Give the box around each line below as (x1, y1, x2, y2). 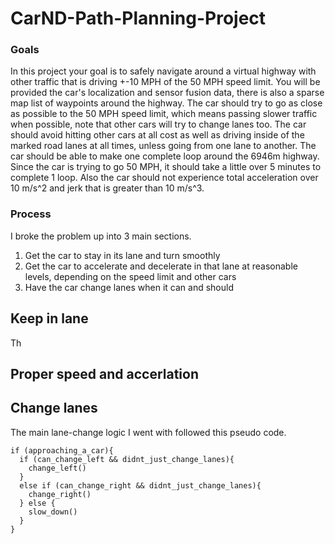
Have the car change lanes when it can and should (24, 281, 234, 293)
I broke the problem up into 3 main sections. (10, 230, 192, 242)
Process (10, 207, 52, 221)
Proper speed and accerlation (10, 365, 200, 382)
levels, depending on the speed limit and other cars (24, 270, 237, 282)
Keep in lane (10, 310, 89, 327)
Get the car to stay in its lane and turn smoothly (24, 249, 221, 261)
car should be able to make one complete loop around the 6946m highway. (10, 150, 320, 162)
